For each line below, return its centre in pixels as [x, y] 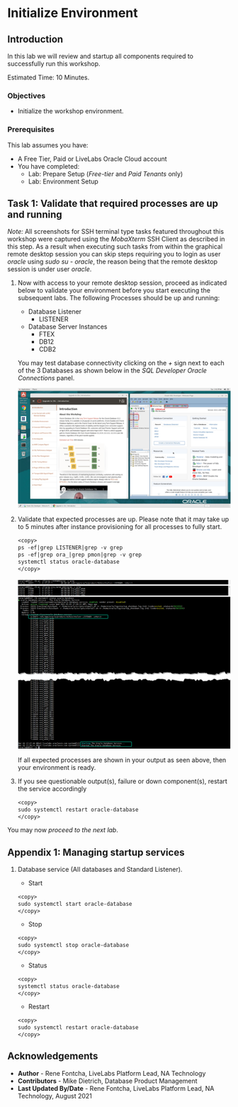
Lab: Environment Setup [63, 181]
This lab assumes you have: [48, 145]
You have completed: [49, 166]
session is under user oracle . [50, 269]
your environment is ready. [57, 768]
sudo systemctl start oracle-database [75, 904]
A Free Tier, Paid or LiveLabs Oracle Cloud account [92, 159]
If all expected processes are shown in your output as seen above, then [122, 760]
